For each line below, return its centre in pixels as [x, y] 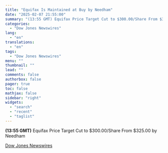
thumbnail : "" [20, 65]
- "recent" [21, 112]
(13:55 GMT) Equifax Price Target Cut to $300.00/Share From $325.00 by [81, 131]
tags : [11, 51]
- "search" [21, 107]
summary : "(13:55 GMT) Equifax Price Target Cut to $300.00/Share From [81, 19]
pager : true [17, 84]
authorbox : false [23, 79]
